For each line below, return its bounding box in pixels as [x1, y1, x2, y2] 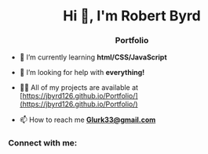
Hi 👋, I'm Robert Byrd [62, 7, 202, 25]
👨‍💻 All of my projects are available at [19, 83, 139, 92]
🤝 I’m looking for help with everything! [19, 68, 145, 77]
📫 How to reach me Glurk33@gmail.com [19, 115, 156, 124]
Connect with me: [8, 138, 78, 149]
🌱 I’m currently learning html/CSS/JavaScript [19, 52, 167, 62]
